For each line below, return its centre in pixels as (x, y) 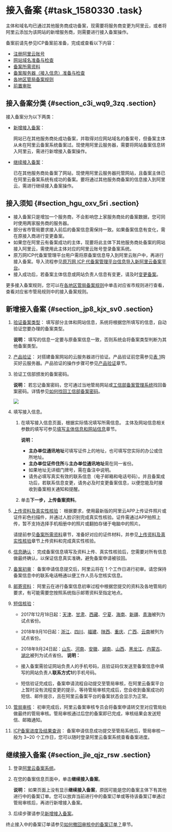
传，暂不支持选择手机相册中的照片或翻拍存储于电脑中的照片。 (78, 524)
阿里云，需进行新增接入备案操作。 (54, 151)
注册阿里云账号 (29, 54)
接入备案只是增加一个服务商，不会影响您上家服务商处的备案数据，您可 (87, 217)
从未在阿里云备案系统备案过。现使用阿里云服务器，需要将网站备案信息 (87, 145)
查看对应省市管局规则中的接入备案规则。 (48, 291)
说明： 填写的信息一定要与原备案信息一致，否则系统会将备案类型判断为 (88, 340)
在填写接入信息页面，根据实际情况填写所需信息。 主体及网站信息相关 (93, 423)
